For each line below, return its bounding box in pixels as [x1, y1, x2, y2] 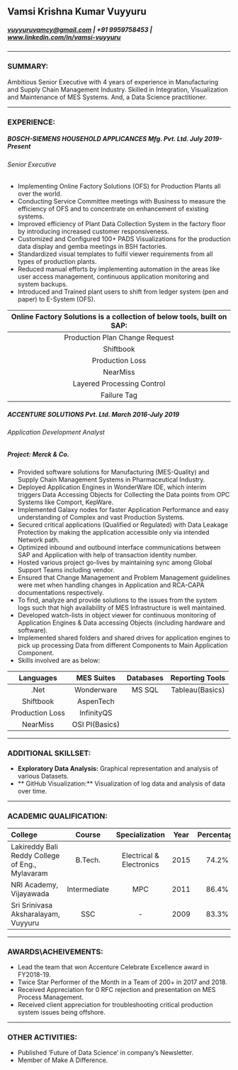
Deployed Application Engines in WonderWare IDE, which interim [17, 483, 207, 491]
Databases [126, 673, 164, 683]
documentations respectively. [17, 589, 105, 597]
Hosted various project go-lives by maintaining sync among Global [17, 558, 212, 567]
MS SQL [131, 685, 159, 695]
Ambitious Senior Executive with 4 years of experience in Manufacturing [7, 77, 219, 86]
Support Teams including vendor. [17, 566, 115, 574]
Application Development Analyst [7, 428, 105, 437]
